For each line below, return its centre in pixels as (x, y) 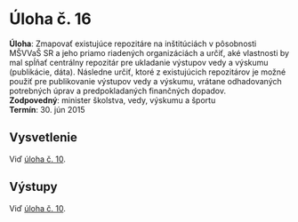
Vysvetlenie (44, 138)
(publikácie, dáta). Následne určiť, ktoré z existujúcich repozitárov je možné (148, 72)
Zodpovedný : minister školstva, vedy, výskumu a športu (113, 100)
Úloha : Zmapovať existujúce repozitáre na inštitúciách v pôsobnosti (133, 44)
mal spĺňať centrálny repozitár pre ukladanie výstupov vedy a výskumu (139, 62)
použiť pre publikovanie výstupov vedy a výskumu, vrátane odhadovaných (145, 81)
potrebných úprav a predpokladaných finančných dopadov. (118, 91)
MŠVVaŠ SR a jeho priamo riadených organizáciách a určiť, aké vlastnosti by (149, 52)
